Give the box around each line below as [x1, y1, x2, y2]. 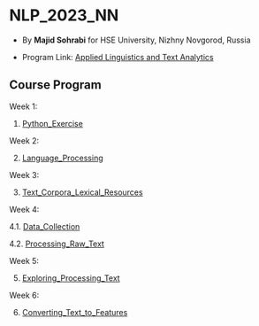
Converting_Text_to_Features [21, 307, 128, 317]
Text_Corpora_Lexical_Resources [21, 187, 143, 198]
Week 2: [9, 135, 40, 146]
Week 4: [9, 204, 40, 214]
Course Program [9, 77, 102, 93]
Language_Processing [21, 152, 103, 163]
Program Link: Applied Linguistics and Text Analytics [21, 51, 214, 62]
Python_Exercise [21, 118, 84, 128]
